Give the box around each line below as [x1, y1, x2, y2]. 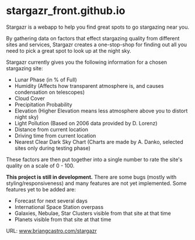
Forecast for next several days [14, 197, 88, 204]
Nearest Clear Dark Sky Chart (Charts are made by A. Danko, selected [14, 138, 184, 145]
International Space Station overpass [14, 203, 104, 210]
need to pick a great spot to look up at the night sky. [6, 47, 131, 54]
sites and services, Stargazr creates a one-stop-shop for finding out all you [6, 41, 187, 48]
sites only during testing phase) [14, 145, 90, 152]
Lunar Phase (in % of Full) [14, 76, 77, 83]
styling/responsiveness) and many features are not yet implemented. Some [6, 180, 187, 187]
